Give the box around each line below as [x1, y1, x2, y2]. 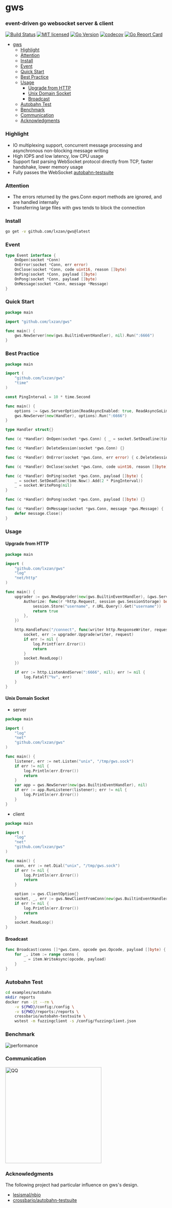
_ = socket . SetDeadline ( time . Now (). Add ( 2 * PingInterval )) [14, 478, 143, 483]
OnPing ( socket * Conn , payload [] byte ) [14, 272, 97, 277]
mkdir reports [5, 994, 36, 1000]
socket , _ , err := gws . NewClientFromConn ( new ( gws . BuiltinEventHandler [14, 896, 168, 902]
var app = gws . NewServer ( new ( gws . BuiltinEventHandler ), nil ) [14, 783, 148, 788]
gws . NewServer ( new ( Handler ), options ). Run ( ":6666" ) [14, 413, 127, 419]
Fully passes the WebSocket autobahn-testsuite [12, 169, 114, 175]
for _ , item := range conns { [14, 952, 79, 957]
